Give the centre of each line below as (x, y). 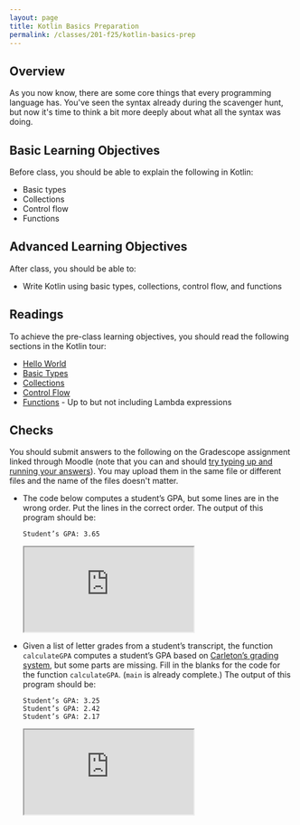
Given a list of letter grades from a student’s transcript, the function (148, 646)
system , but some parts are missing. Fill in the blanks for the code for (151, 665)
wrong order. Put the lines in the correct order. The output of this (143, 508)
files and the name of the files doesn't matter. (94, 481)
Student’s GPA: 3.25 (61, 701)
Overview (37, 71)
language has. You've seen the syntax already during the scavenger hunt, (146, 103)
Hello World (44, 364)
